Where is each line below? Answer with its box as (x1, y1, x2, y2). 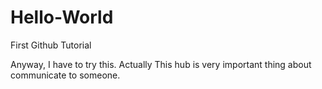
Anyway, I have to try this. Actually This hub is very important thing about (10, 58, 312, 70)
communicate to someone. (10, 69, 121, 81)
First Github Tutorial (10, 39, 92, 51)
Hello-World (10, 6, 114, 29)
